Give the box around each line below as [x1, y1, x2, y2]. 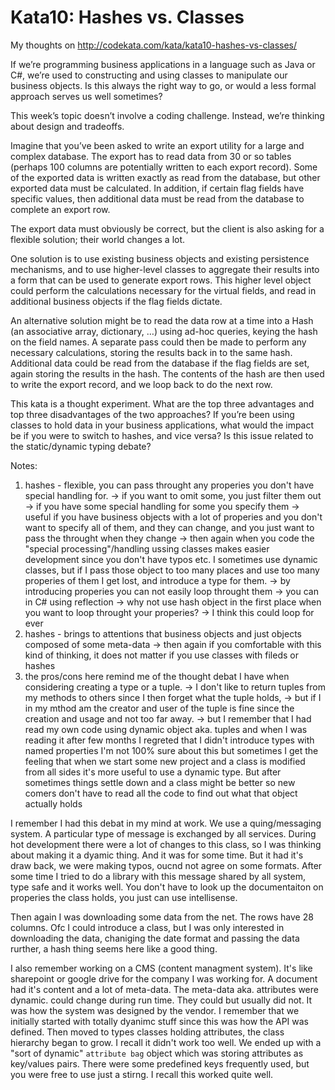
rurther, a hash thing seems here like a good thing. [10, 942, 218, 955]
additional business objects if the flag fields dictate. [10, 295, 223, 307]
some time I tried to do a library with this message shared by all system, [10, 870, 306, 882]
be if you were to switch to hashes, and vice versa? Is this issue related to [10, 429, 314, 441]
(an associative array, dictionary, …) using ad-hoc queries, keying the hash [10, 325, 318, 337]
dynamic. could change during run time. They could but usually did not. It [10, 994, 313, 1006]
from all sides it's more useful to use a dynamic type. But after [24, 766, 282, 778]
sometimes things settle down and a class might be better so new [24, 776, 296, 788]
